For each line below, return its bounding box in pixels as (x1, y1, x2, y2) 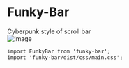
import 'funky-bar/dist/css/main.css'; (7, 53, 123, 61)
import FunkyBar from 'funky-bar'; (7, 48, 111, 55)
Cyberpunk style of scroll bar (7, 27, 91, 35)
